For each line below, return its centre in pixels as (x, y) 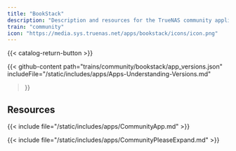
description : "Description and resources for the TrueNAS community (110, 20)
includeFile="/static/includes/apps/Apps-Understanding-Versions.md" (109, 74)
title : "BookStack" (36, 14)
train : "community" (36, 27)
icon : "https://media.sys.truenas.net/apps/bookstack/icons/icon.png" (113, 33)
